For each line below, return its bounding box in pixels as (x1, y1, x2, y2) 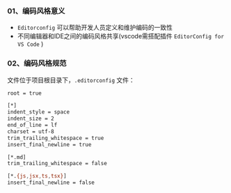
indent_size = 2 (7, 115, 54, 123)
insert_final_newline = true (7, 141, 92, 148)
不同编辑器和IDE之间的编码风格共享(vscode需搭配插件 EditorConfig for (17, 32, 225, 40)
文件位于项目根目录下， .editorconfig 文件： (7, 75, 136, 84)
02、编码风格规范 (7, 59, 67, 68)
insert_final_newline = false (7, 179, 95, 186)
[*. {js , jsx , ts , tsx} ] (7, 173, 67, 180)
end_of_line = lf (7, 122, 58, 129)
